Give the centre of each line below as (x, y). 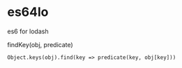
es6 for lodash (28, 31)
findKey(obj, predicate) (40, 44)
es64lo (28, 12)
